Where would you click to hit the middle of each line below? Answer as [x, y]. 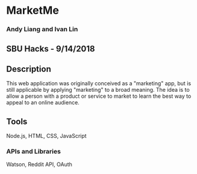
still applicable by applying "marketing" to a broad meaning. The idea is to [98, 90]
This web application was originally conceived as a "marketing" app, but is [99, 83]
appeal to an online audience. [43, 103]
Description [29, 69]
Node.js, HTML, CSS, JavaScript [46, 136]
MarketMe [33, 10]
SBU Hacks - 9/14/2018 [51, 49]
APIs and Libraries [34, 152]
